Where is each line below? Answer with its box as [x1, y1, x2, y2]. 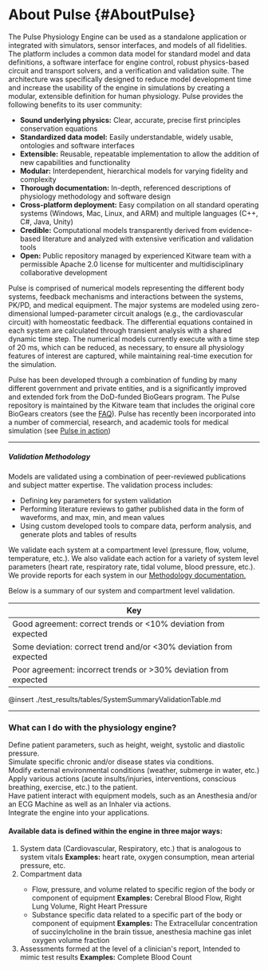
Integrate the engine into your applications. [8, 808, 150, 818]
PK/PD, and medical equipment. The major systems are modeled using [8, 300, 241, 310]
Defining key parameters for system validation [19, 495, 171, 505]
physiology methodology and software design [19, 191, 171, 201]
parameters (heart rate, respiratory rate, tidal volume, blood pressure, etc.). [8, 562, 255, 571]
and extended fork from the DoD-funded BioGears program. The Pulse [8, 392, 241, 401]
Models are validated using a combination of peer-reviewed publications [8, 471, 246, 481]
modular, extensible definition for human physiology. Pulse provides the [8, 91, 243, 101]
